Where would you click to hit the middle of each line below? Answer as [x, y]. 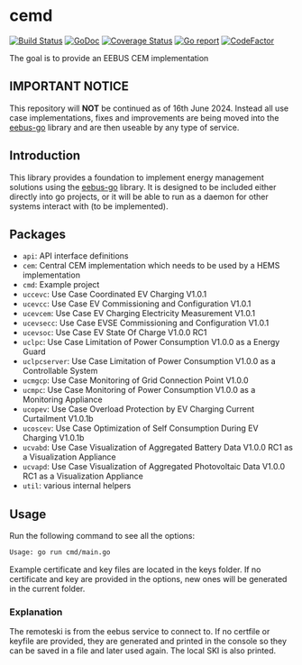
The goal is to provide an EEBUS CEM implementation [109, 58]
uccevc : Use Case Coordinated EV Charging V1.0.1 [114, 295]
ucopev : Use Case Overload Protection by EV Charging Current [138, 409]
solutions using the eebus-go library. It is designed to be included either [143, 187]
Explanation [36, 612]
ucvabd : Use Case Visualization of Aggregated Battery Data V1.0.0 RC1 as [157, 448]
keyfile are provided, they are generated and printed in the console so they [148, 642]
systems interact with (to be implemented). [89, 206]
